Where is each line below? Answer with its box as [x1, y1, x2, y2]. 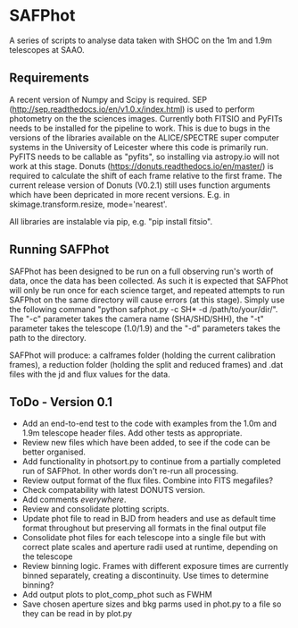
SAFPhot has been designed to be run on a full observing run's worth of [9, 266, 274, 276]
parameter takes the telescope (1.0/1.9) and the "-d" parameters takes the [9, 323, 281, 334]
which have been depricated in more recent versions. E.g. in [9, 189, 230, 199]
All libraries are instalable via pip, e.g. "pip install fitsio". [9, 216, 213, 226]
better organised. [21, 446, 87, 457]
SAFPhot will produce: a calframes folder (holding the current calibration [9, 350, 277, 361]
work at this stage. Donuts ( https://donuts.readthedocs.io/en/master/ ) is [9, 160, 274, 171]
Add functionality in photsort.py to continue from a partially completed [21, 456, 281, 467]
